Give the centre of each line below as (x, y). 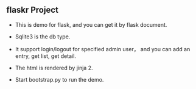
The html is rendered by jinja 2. (54, 68)
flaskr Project (33, 10)
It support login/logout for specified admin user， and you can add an (103, 49)
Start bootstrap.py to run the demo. (59, 79)
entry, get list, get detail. (45, 56)
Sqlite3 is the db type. (43, 37)
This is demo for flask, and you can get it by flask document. (91, 24)
